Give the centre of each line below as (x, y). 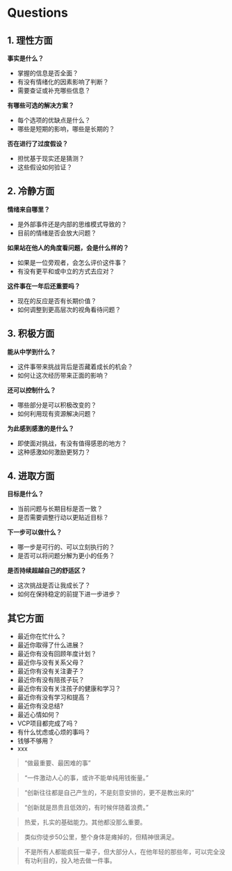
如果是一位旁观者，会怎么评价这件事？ (72, 262)
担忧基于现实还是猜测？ (51, 159)
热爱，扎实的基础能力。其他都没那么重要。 (85, 822)
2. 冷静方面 (31, 191)
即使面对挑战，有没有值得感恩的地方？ (72, 443)
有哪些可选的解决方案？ (41, 105)
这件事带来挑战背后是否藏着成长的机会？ (75, 367)
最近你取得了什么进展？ (51, 645)
